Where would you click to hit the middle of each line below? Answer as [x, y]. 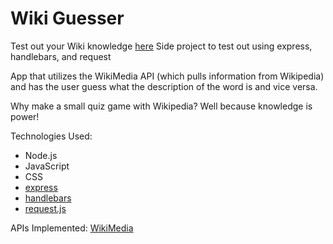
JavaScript [47, 166]
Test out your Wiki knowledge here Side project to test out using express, [161, 46]
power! [25, 116]
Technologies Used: [51, 136]
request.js [45, 208]
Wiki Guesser [67, 18]
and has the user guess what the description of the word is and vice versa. [164, 86]
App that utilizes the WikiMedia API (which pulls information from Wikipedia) [167, 76]
